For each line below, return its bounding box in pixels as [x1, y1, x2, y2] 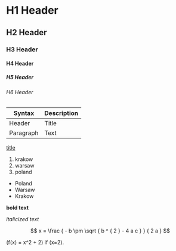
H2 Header [6, 27, 47, 38]
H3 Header [6, 45, 39, 54]
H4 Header [6, 60, 34, 67]
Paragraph [9, 129, 39, 137]
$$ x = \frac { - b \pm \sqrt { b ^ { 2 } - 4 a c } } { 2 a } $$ [30, 227, 170, 234]
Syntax [13, 109, 35, 117]
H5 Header [6, 73, 34, 80]
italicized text [6, 215, 39, 222]
